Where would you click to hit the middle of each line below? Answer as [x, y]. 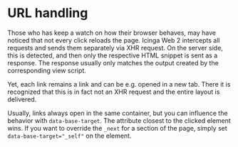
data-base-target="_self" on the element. [69, 136]
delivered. [22, 99]
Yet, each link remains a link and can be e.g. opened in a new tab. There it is [119, 84]
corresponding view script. [47, 70]
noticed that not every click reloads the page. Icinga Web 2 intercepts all [114, 40]
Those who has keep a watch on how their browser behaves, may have [112, 33]
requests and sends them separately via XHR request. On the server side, [115, 48]
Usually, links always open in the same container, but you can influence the [118, 113]
